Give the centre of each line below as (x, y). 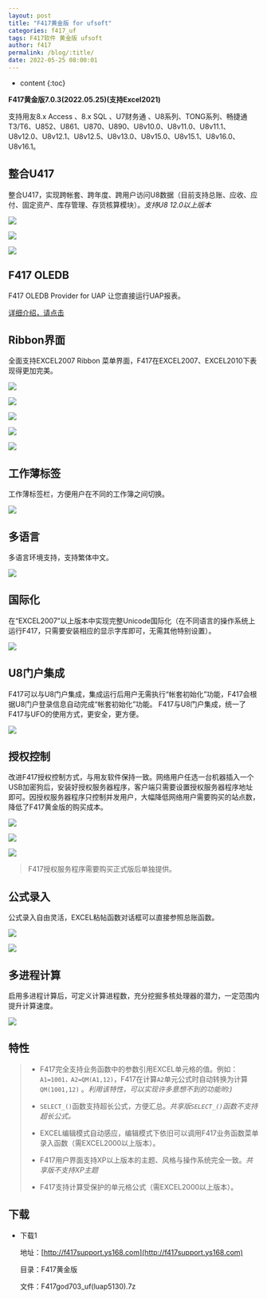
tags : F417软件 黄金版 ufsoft (55, 38)
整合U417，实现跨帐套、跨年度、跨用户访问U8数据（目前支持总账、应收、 (130, 195)
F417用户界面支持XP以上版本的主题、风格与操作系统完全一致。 (143, 1160)
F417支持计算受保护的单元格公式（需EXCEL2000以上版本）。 (139, 1186)
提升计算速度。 (33, 1006)
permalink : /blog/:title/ (51, 53)
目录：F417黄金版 (49, 1269)
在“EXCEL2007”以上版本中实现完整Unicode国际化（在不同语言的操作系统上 (132, 621)
